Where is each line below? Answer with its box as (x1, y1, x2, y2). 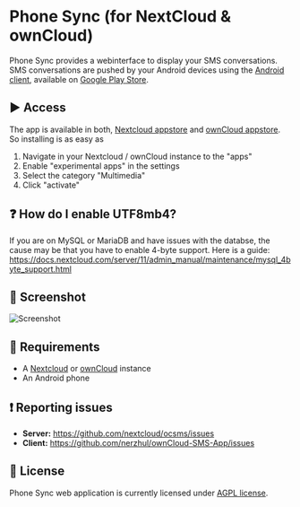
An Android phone (21, 372, 90, 383)
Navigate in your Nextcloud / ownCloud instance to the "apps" (21, 151, 253, 162)
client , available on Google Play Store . (9, 74, 150, 84)
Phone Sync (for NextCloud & (9, 6, 231, 27)
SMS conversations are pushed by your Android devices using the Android (9, 65, 285, 75)
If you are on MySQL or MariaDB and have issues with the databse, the (9, 235, 270, 246)
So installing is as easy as (9, 133, 105, 144)
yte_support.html (9, 263, 72, 275)
